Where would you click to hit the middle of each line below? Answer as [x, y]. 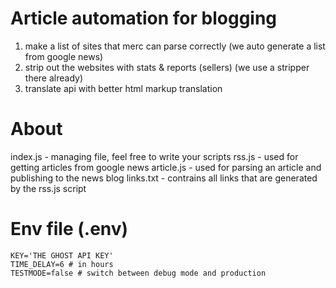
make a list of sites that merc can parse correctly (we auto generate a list [175, 46]
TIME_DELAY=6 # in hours [62, 264]
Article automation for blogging [144, 18]
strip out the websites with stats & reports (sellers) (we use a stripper [167, 67]
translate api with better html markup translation [123, 88]
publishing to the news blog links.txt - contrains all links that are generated [164, 178]
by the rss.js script [48, 188]
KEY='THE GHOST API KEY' [62, 255]
